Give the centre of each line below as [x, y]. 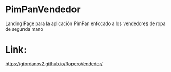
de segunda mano [24, 29]
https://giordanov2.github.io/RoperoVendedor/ [54, 64]
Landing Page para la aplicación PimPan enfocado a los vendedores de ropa [86, 23]
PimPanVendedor [43, 9]
